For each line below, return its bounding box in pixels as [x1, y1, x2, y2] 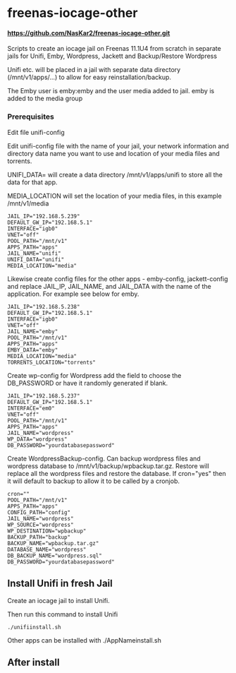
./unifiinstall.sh [7, 624, 61, 631]
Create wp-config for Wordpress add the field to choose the [7, 371, 182, 379]
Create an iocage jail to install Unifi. [7, 596, 111, 604]
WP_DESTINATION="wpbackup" [7, 528, 87, 535]
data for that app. [7, 178, 58, 186]
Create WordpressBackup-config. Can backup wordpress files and [7, 454, 201, 463]
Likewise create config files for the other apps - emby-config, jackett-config [7, 274, 228, 283]
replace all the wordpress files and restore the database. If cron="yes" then [7, 469, 227, 477]
